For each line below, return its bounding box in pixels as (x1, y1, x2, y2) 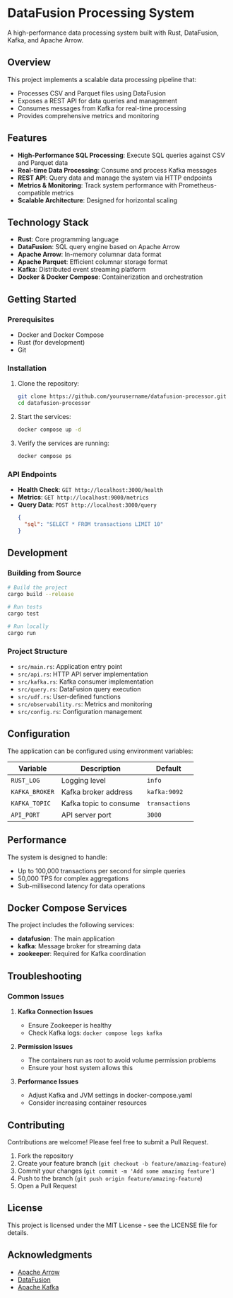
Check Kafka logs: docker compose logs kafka (28, 1028, 162, 1038)
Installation (7, 363, 47, 373)
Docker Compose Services (7, 902, 128, 914)
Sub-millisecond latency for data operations (17, 881, 145, 890)
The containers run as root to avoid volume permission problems (28, 1056, 217, 1064)
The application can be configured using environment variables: (7, 747, 193, 755)
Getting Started (7, 293, 77, 305)
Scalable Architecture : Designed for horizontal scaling (17, 196, 178, 205)
